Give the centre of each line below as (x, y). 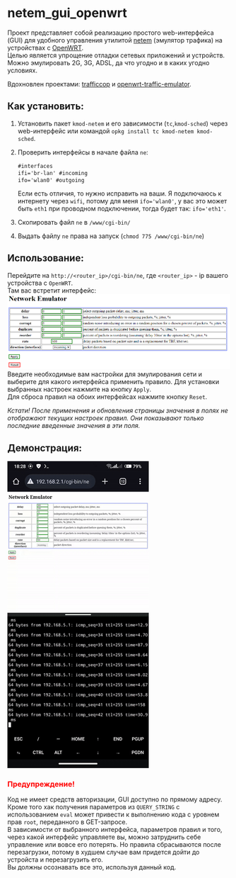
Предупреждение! (41, 784)
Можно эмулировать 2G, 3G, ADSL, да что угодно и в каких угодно (108, 62)
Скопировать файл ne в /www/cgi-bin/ (74, 222)
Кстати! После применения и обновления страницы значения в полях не (118, 411)
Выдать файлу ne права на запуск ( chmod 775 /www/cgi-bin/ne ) (111, 236)
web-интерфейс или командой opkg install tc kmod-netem (106, 131)
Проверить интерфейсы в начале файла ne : (83, 152)
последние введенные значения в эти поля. (74, 426)
